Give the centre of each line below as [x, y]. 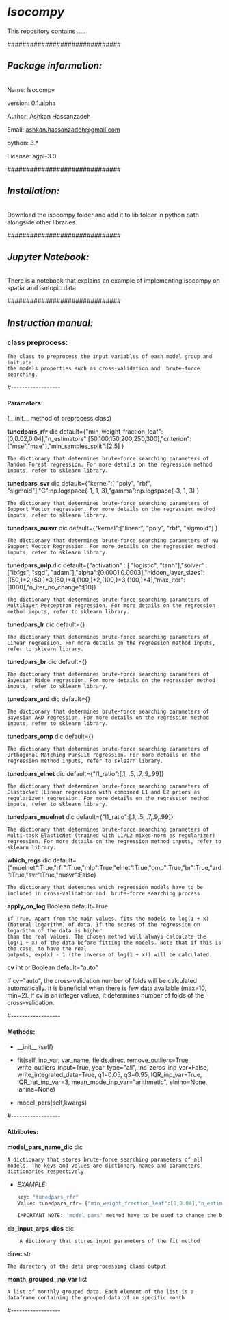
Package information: [55, 66]
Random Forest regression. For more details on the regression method [110, 465]
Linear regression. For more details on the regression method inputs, [111, 643]
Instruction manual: [50, 323]
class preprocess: [38, 342]
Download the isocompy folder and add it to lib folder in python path [103, 215]
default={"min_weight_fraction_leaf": [111, 432]
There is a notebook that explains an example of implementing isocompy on [114, 281]
